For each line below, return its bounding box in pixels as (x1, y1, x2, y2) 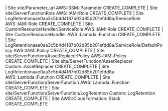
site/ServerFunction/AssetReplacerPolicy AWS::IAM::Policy (5, 53, 127, 59)
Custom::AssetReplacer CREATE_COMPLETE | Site (5, 63, 109, 69)
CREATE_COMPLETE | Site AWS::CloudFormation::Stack (5, 95, 121, 101)
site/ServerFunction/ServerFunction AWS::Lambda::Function (5, 79, 130, 85)
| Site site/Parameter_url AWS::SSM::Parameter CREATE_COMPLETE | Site (5, 5, 158, 11)
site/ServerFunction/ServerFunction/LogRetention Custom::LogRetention (5, 90, 155, 96)
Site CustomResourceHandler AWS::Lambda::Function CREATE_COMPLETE (5, 32, 161, 37)
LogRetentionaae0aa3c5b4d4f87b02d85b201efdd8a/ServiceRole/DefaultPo (5, 42, 163, 48)
